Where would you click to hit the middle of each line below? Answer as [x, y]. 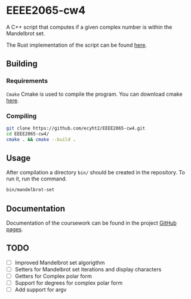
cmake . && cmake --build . [41, 139]
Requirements [27, 81]
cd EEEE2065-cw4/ [28, 134]
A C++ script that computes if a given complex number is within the [89, 27]
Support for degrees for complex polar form [69, 283]
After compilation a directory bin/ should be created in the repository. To [95, 173]
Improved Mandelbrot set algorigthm [60, 262]
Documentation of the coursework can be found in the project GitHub [92, 223]
